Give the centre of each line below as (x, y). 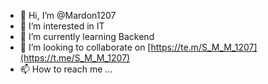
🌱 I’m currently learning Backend (87, 36)
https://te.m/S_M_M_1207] (204, 47)
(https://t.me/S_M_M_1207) (75, 58)
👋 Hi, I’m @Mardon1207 (68, 15)
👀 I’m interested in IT (62, 26)
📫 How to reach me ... (66, 69)
